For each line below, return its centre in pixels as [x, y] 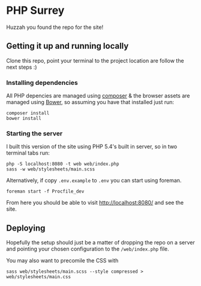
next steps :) [22, 67]
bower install [24, 119]
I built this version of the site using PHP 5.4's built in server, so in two [92, 147]
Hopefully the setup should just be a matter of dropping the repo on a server [100, 243]
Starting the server [34, 133]
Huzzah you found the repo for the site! [55, 27]
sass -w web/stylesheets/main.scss [51, 169]
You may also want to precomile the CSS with [62, 261]
